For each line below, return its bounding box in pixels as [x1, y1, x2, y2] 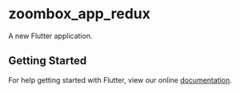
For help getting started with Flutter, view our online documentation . [8, 75, 232, 84]
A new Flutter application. [8, 31, 93, 41]
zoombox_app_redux [8, 5, 150, 23]
